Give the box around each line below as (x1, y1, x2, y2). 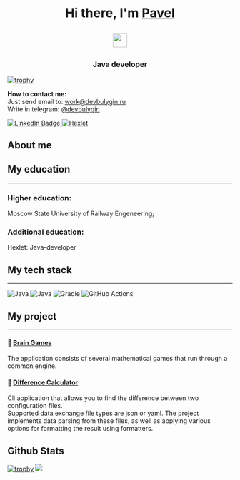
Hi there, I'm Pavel (65, 5, 175, 21)
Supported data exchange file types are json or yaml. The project (7, 409, 199, 418)
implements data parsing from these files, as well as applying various (7, 417, 211, 425)
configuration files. (7, 402, 63, 410)
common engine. (7, 362, 57, 370)
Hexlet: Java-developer (7, 243, 76, 252)
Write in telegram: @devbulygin (7, 105, 100, 113)
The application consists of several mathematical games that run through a (7, 354, 228, 363)
